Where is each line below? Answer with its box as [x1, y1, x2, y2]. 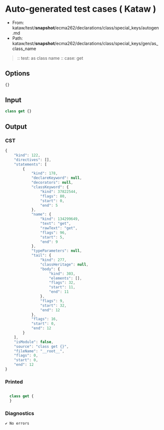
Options [5, 70, 30, 78]
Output [5, 122, 27, 131]
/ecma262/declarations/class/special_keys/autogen [54, 24, 159, 30]
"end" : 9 [40, 239, 58, 244]
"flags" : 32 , [48, 280, 76, 285]
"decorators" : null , [31, 180, 73, 185]
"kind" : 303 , [48, 271, 76, 276]
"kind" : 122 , [14, 153, 41, 158]
